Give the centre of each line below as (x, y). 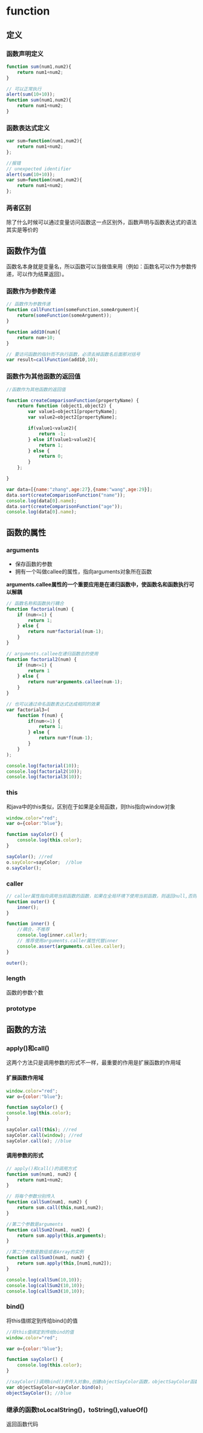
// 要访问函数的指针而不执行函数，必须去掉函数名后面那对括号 (73, 354)
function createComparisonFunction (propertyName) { (72, 400)
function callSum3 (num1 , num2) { (48, 1258)
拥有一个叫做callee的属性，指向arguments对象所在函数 (83, 571)
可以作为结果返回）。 (42, 274)
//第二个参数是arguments (35, 1224)
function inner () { (31, 924)
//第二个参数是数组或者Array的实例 (45, 1252)
